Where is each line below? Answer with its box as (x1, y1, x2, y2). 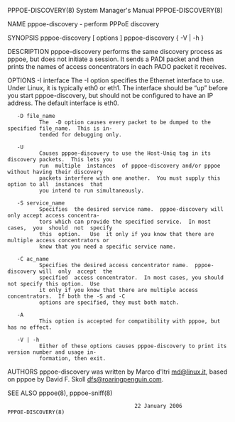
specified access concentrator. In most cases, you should (38, 274, 224, 281)
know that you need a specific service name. (38, 243, 176, 250)
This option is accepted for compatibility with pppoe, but (38, 318, 221, 325)
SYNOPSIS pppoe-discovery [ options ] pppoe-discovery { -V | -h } (7, 33, 204, 42)
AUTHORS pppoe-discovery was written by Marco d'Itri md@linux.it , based (7, 367, 228, 376)
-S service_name (16, 200, 65, 207)
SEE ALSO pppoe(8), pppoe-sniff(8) (7, 389, 113, 397)
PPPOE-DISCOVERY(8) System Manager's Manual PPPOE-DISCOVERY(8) (7, 6, 224, 14)
